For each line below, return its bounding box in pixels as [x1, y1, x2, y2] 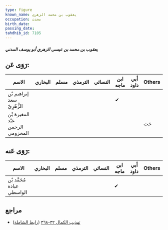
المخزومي [7, 130, 29, 137]
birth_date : [5, 21, 30, 27]
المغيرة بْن [7, 111, 30, 118]
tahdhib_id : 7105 [5, 31, 41, 36]
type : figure [5, 7, 32, 13]
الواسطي [7, 189, 27, 196]
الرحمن [7, 123, 23, 130]
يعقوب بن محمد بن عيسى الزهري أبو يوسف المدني [5, 46, 98, 52]
